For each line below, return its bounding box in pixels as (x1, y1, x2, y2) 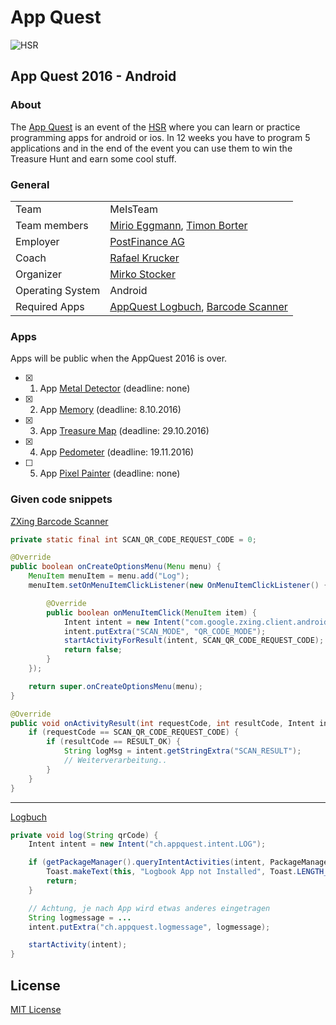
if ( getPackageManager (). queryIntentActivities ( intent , (28, 857, 267, 868)
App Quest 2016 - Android (10, 68, 177, 85)
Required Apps (15, 299, 85, 313)
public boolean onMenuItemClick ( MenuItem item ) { (46, 607, 257, 618)
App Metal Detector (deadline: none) (39, 382, 191, 395)
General (10, 177, 50, 191)
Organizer (15, 267, 63, 281)
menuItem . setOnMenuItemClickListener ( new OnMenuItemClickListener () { (28, 581, 329, 591)
